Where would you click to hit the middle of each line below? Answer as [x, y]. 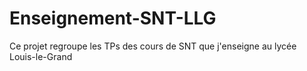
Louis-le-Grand [41, 56]
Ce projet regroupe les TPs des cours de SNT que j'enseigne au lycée [153, 46]
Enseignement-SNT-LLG [113, 18]
